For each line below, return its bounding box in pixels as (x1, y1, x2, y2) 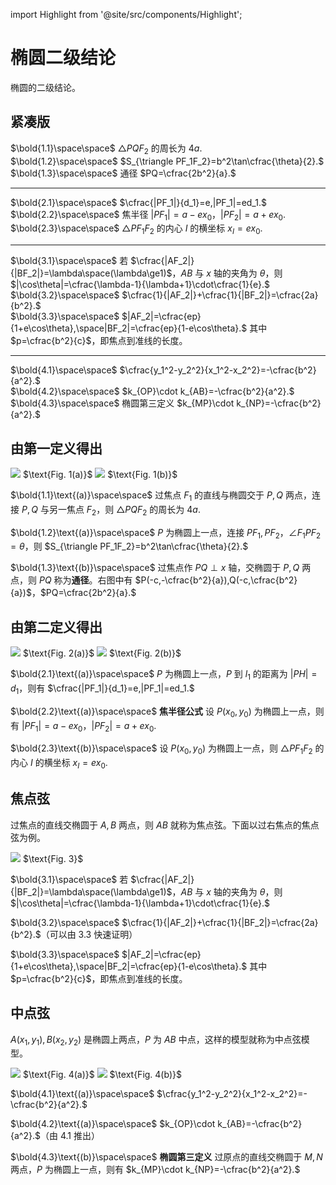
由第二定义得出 (10, 619, 103, 636)
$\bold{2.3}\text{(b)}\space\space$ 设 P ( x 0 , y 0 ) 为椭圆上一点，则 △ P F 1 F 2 (10, 742, 313, 757)
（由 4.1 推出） (39, 1130, 100, 1142)
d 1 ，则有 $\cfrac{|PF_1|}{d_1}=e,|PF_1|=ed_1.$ (10, 682, 195, 696)
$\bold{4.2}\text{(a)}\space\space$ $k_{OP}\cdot (10, 1118, 216, 1130)
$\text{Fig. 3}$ (22, 852, 84, 864)
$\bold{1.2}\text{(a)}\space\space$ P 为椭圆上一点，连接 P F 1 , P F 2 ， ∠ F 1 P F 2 (10, 526, 322, 541)
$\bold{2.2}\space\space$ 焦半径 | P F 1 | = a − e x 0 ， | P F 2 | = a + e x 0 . (10, 208, 286, 223)
